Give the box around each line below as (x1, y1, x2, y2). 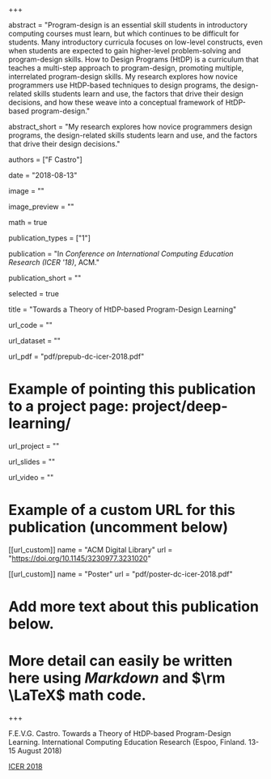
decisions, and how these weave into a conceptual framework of (8, 98, 224, 107)
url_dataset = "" (8, 336, 61, 345)
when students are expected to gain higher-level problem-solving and (8, 46, 241, 55)
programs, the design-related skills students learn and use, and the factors (8, 130, 257, 140)
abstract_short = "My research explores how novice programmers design (8, 122, 253, 131)
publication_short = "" (8, 273, 82, 283)
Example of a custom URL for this (8, 501, 236, 519)
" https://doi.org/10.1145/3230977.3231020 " (8, 553, 151, 563)
